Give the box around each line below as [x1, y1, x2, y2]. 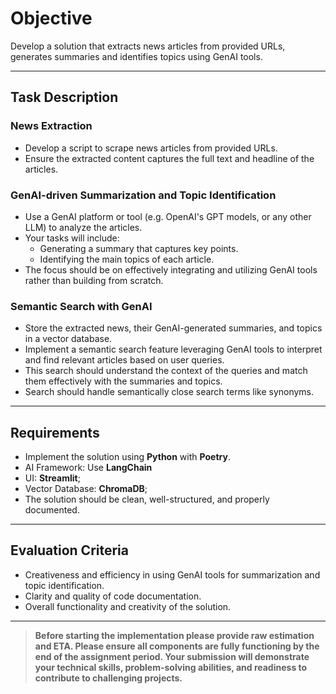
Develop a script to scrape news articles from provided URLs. [24, 142, 278, 154]
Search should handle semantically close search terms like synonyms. [24, 386, 315, 398]
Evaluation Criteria [10, 542, 129, 559]
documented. [24, 504, 80, 516]
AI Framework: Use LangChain [24, 462, 153, 474]
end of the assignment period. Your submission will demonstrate [34, 650, 310, 662]
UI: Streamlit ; [24, 472, 81, 484]
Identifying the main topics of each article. [39, 253, 215, 265]
